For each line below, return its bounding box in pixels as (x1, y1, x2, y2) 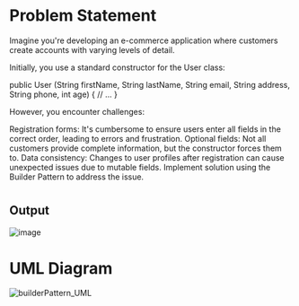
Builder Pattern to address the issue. (9, 171, 145, 182)
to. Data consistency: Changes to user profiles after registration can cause (9, 152, 285, 162)
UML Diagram (9, 258, 113, 278)
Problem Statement (9, 5, 157, 26)
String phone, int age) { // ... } (9, 89, 119, 100)
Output (9, 203, 49, 218)
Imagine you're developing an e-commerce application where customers (9, 35, 278, 46)
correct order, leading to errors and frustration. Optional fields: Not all (9, 133, 267, 144)
